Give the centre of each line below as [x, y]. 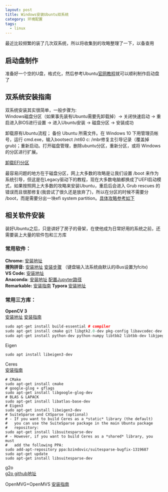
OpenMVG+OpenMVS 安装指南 [37, 484]
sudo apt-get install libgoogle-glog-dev [49, 392]
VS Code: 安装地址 [24, 273]
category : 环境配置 [24, 19]
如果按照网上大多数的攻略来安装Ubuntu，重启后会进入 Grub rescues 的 [87, 185]
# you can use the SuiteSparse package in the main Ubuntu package [79, 423]
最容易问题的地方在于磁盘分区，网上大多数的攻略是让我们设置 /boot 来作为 [82, 173]
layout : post [19, 10]
